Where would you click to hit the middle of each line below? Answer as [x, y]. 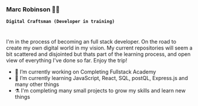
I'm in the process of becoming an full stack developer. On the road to [91, 42]
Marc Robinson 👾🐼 [33, 9]
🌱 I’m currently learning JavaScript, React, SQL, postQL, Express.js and [101, 78]
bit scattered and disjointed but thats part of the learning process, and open [98, 54]
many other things [37, 84]
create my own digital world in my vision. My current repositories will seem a [100, 48]
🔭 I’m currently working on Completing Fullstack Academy [85, 72]
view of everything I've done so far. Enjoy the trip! [67, 61]
